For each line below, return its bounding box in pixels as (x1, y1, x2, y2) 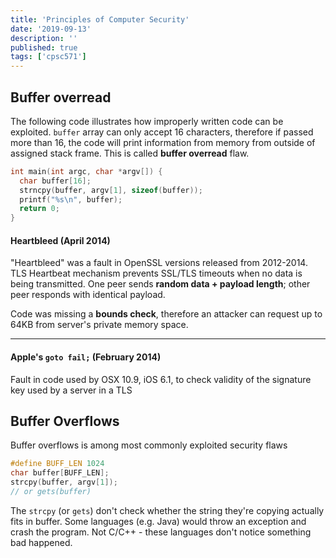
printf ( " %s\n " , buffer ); (19, 194, 123, 205)
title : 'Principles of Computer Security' (10, 14, 190, 25)
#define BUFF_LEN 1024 (10, 459, 105, 469)
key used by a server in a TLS (10, 384, 133, 396)
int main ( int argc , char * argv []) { (10, 166, 163, 176)
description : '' (10, 33, 78, 43)
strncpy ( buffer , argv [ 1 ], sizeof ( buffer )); (19, 185, 203, 195)
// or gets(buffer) (10, 487, 92, 497)
